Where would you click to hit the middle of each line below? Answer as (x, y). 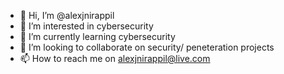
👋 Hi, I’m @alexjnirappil (67, 15)
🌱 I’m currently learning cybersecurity (97, 36)
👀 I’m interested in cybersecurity (86, 26)
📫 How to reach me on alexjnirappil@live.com (115, 58)
